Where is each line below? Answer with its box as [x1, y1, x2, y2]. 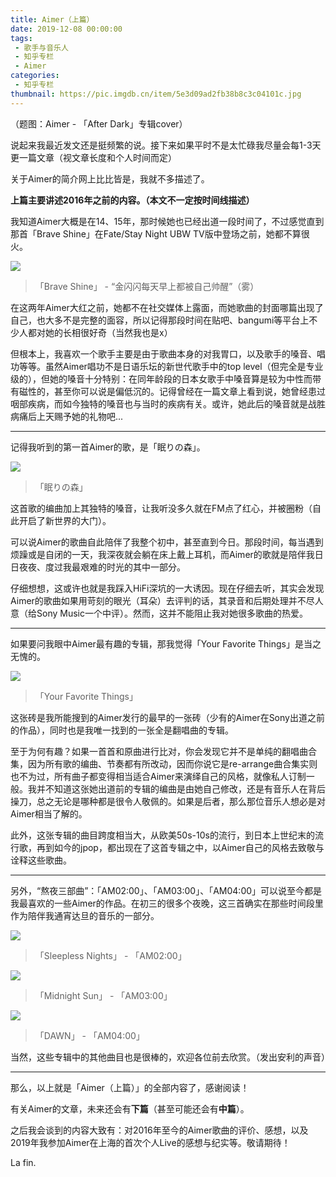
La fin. [10, 1156, 37, 1168]
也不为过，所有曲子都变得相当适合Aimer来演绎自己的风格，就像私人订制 [10, 770, 307, 782]
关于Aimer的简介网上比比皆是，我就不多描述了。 [10, 172, 210, 185]
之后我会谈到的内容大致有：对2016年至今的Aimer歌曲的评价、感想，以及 [10, 1124, 309, 1136]
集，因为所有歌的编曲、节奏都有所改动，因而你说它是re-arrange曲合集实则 [10, 757, 318, 770]
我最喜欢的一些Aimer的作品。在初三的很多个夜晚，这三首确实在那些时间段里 [10, 897, 324, 909]
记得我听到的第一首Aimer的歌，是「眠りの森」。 [10, 441, 206, 453]
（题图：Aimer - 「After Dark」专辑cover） [10, 117, 188, 130]
